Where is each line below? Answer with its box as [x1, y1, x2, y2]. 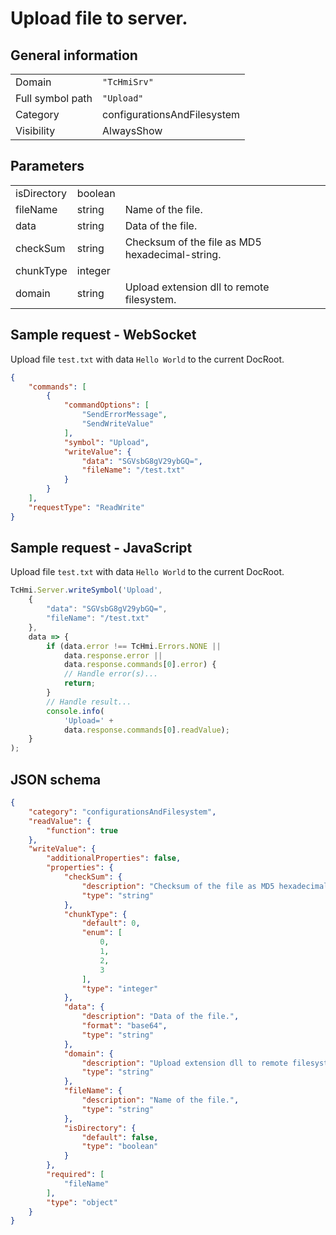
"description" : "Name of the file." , [81, 1095, 240, 1105]
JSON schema [10, 771, 102, 788]
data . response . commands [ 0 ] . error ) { [63, 660, 217, 670]
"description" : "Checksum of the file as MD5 [81, 881, 275, 891]
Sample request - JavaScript [10, 540, 193, 557]
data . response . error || [63, 650, 163, 661]
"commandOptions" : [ [63, 400, 150, 411]
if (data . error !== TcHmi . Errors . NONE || [46, 641, 222, 651]
